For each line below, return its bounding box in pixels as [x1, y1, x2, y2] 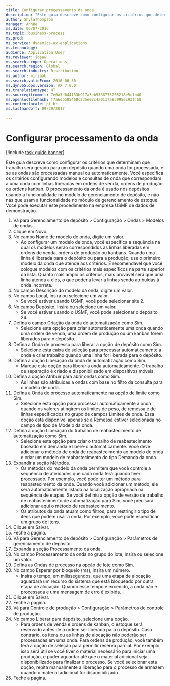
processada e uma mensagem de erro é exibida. [20, 589, 122, 595]
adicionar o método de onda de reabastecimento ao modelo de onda [20, 449, 163, 455]
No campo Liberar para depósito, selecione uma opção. [13, 616, 129, 622]
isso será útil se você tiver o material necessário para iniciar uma [20, 648, 155, 654]
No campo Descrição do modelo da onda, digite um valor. [13, 287, 133, 293]
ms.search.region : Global [6, 64, 60, 69]
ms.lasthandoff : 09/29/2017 [6, 106, 65, 111]
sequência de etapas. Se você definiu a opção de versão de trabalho [20, 492, 164, 498]
